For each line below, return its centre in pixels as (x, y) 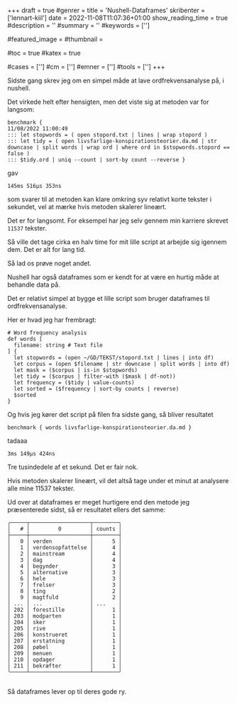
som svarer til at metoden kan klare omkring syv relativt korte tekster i (109, 199)
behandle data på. (34, 285)
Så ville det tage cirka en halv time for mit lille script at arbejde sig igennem (117, 242)
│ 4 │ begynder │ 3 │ (65, 566)
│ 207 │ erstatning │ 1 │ (65, 641)
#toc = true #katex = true (44, 53)
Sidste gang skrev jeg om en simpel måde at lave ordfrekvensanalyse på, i (116, 80)
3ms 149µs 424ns (31, 454)
